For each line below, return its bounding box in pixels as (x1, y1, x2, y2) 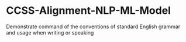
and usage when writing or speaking (6, 29, 94, 36)
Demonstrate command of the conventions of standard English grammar (6, 23, 181, 30)
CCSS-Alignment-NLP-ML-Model (6, 4, 171, 17)
